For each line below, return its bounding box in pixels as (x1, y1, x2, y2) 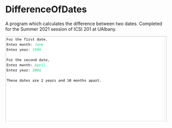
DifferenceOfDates (5, 4, 87, 15)
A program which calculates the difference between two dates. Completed (5, 20, 162, 27)
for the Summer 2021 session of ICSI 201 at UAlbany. (5, 26, 117, 32)
